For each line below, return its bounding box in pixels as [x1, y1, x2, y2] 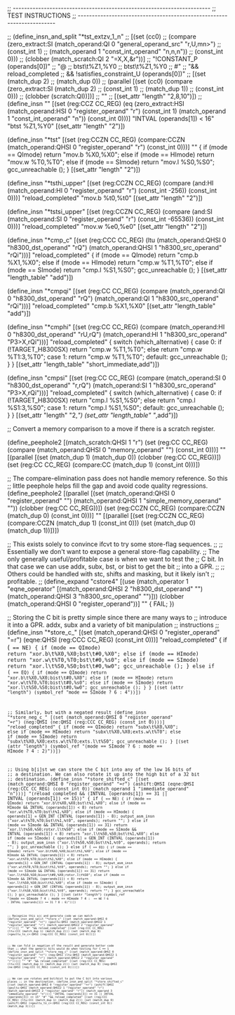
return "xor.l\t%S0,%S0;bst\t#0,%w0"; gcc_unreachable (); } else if [7, 663, 215, 670]
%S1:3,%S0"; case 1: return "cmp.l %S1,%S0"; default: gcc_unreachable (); [7, 404, 224, 411]
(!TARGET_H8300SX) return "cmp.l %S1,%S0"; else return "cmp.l [7, 396, 196, 404]
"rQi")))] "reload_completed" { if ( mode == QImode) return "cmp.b [7, 251, 199, 259]
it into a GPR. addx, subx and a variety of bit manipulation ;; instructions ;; [7, 621, 220, 629]
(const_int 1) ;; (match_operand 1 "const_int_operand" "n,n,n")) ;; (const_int [7, 47, 223, 55]
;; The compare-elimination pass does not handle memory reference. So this [7, 475, 228, 482]
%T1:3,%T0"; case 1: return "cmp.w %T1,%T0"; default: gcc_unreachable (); [7, 352, 228, 361]
